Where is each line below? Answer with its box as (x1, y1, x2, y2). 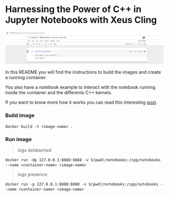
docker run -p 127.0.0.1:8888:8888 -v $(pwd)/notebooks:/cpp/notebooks (5, 181, 158, 187)
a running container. (5, 75, 47, 81)
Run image (5, 136, 32, 143)
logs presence (17, 171, 48, 177)
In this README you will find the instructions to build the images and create (5, 69, 161, 75)
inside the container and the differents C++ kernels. (5, 90, 112, 96)
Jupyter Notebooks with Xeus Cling (5, 14, 157, 26)
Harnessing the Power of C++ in (5, 4, 142, 15)
